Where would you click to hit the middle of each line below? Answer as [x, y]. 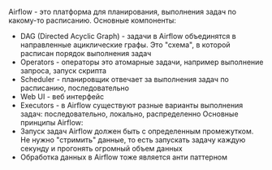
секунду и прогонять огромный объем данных [101, 148]
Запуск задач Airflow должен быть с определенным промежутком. [137, 131]
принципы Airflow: [52, 122]
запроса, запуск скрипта [63, 71]
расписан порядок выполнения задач [86, 53]
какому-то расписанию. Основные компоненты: [93, 20]
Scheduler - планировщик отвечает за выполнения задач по [125, 79]
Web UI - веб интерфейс [62, 96]
